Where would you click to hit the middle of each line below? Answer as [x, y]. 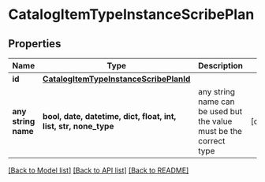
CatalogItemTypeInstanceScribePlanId [116, 79]
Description [220, 66]
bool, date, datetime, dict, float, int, [109, 116]
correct [212, 141]
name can [216, 102]
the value [215, 121]
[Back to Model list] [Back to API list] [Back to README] [99, 170]
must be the [220, 131]
